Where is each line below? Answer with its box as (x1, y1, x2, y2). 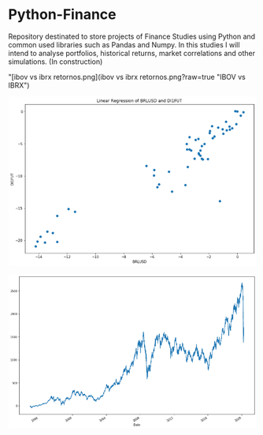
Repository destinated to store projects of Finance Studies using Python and (8, 32, 256, 41)
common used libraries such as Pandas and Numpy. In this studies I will (8, 39, 240, 49)
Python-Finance (8, 6, 117, 24)
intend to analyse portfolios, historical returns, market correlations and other (8, 48, 256, 58)
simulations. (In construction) (8, 57, 103, 66)
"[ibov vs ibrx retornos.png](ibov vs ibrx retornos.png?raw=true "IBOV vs (8, 72, 246, 81)
